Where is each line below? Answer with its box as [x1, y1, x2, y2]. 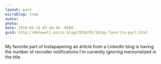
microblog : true [5, 12, 38, 17]
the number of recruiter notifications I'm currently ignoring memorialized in [5, 49, 157, 55]
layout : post [5, 7, 32, 12]
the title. [5, 54, 22, 60]
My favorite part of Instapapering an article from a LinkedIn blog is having [5, 44, 154, 49]
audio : [5, 16, 19, 21]
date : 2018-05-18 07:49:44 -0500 [5, 26, 74, 31]
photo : [5, 21, 19, 26]
